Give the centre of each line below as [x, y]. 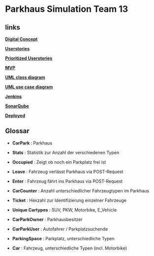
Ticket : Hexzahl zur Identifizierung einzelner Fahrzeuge [69, 200]
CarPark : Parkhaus [32, 143]
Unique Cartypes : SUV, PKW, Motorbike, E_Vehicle [64, 210]
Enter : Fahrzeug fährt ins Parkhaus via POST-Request [67, 181]
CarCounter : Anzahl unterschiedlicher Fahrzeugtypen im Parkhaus [80, 190]
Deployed [15, 115]
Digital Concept [21, 39]
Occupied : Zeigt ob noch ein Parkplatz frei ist [59, 162]
